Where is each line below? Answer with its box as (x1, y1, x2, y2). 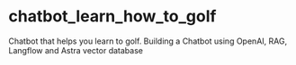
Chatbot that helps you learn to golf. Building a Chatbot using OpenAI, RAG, (8, 36, 288, 46)
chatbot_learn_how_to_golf (8, 6, 217, 27)
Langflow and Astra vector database (8, 45, 143, 55)
